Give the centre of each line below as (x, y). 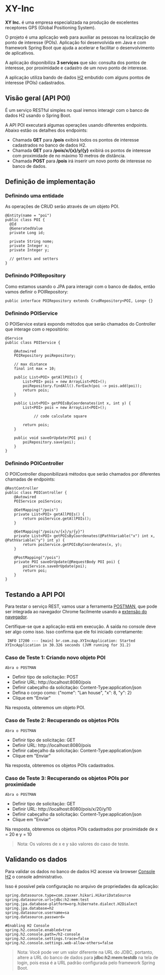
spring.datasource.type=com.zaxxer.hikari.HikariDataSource (68, 895)
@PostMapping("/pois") (37, 558)
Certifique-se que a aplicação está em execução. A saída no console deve (81, 627)
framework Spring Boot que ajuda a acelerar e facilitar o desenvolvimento (80, 48)
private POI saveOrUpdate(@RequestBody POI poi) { (67, 562)
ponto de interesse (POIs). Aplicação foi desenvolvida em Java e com (76, 42)
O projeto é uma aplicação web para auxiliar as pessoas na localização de (80, 37)
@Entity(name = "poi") (28, 216)
